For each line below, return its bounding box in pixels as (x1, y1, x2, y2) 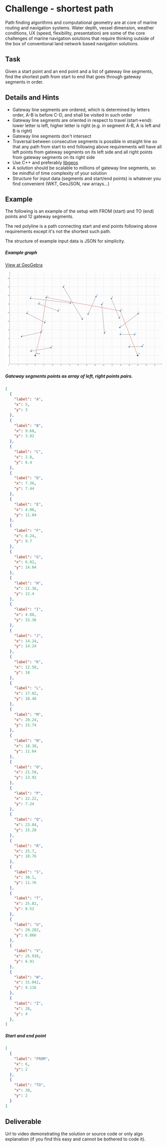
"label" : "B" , (14, 423, 43, 428)
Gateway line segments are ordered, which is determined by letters (12, 107, 150, 113)
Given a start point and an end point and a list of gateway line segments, (5, 68, 153, 74)
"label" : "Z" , (14, 1001, 43, 1006)
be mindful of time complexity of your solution (12, 170, 107, 176)
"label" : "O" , (14, 765, 43, 769)
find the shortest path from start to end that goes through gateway (5, 73, 142, 80)
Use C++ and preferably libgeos (12, 159, 79, 165)
